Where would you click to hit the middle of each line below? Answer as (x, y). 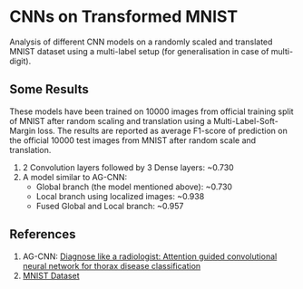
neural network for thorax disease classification (112, 265)
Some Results (49, 89)
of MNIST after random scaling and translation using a (110, 120)
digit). (20, 61)
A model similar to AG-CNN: (75, 177)
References (43, 234)
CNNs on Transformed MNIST (124, 17)
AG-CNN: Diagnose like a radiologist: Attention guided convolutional (150, 256)
